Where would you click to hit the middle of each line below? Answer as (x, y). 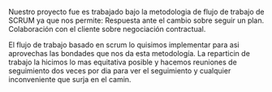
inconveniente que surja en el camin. (70, 79)
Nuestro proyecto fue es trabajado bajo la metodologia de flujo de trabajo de (137, 12)
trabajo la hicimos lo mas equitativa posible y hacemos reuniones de (123, 62)
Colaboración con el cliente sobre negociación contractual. (107, 29)
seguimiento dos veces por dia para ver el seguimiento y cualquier (120, 71)
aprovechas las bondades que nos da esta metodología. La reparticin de (129, 53)
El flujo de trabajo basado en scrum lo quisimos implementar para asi (124, 45)
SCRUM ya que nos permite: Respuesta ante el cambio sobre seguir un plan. (136, 20)
